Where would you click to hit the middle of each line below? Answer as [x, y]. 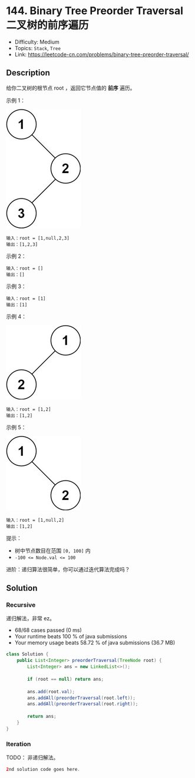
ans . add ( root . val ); [51, 691]
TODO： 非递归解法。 [32, 757]
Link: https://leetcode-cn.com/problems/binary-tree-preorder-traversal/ [102, 54]
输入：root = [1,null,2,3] [38, 238]
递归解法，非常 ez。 [30, 618]
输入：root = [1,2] [29, 409]
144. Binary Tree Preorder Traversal [95, 11]
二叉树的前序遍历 [48, 25]
